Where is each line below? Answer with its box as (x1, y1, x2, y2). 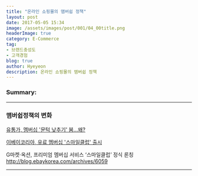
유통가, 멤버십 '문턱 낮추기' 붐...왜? (6, 126, 85, 133)
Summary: (6, 88, 37, 97)
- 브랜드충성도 (6, 47, 36, 53)
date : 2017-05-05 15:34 (6, 19, 65, 25)
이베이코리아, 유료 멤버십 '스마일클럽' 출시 (6, 138, 103, 145)
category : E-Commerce (6, 36, 60, 42)
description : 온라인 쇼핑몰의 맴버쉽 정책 (6, 69, 97, 75)
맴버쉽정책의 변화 (6, 111, 52, 119)
